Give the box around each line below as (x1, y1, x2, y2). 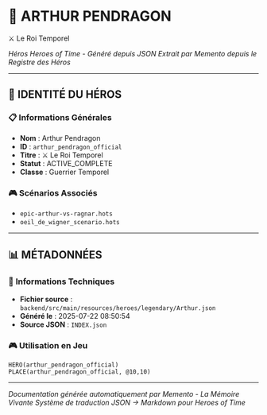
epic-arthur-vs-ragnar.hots (19, 210, 113, 218)
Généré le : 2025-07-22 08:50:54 (19, 311, 130, 320)
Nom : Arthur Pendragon (19, 133, 101, 142)
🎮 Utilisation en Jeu (8, 339, 88, 351)
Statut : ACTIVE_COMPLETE (19, 158, 113, 168)
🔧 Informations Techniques (8, 276, 115, 287)
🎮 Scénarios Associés (8, 187, 98, 198)
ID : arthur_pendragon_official (19, 142, 122, 151)
